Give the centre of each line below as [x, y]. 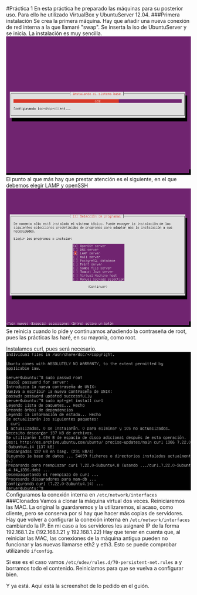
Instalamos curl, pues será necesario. [51, 349]
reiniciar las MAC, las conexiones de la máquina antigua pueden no [87, 538]
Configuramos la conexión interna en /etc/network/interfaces [81, 494]
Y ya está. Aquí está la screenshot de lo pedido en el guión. [78, 586]
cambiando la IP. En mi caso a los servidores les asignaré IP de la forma [93, 526]
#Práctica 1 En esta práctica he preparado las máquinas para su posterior [95, 8]
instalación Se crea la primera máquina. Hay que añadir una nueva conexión [98, 21]
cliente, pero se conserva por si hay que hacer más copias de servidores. [95, 513]
